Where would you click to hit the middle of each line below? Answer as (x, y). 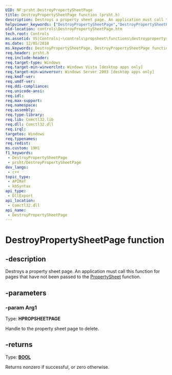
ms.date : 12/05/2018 (27, 44)
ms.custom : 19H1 (23, 148)
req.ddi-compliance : (27, 86)
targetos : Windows (25, 134)
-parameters (26, 293)
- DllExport (20, 196)
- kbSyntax (19, 186)
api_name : (16, 210)
